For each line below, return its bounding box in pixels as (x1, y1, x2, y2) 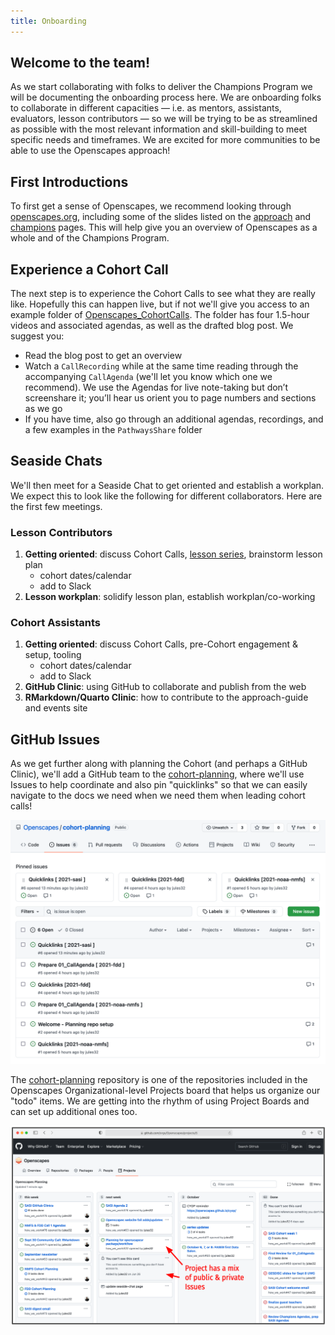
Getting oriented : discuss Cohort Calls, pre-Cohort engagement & (24, 638, 299, 650)
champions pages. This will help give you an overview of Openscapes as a (10, 221, 318, 234)
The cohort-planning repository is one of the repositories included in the (10, 1074, 308, 1086)
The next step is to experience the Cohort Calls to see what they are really (10, 288, 316, 300)
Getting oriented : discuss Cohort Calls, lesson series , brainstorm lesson (24, 548, 323, 560)
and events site (24, 702, 88, 714)
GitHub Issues (10, 731, 100, 748)
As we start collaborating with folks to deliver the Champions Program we (10, 81, 313, 93)
